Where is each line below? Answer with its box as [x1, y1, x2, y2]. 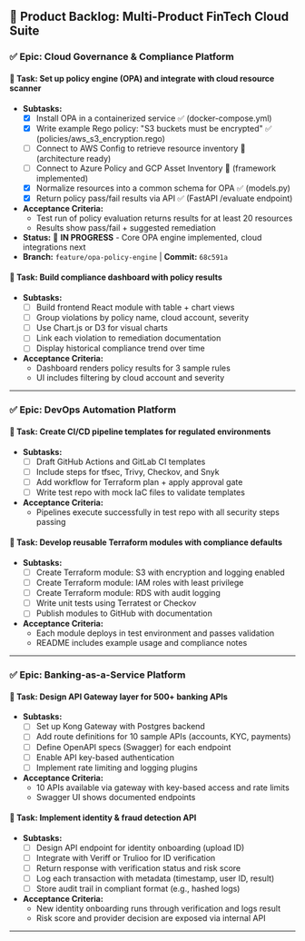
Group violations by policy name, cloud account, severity [35, 312, 250, 323]
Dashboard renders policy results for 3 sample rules [35, 362, 231, 373]
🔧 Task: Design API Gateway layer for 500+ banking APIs [9, 691, 229, 702]
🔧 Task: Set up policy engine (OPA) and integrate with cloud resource [9, 73, 275, 84]
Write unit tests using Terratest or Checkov [35, 598, 197, 609]
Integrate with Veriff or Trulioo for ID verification [35, 853, 216, 863]
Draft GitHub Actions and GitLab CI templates [35, 456, 206, 467]
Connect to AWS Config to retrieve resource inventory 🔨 [35, 143, 246, 154]
